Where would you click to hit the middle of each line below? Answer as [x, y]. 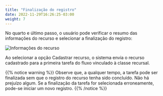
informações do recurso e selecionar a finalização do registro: [69, 38]
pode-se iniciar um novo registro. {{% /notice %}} [56, 89]
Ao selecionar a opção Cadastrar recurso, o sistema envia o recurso [75, 58]
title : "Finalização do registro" [41, 10]
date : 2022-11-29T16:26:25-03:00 [40, 14]
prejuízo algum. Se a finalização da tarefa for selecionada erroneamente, [80, 83]
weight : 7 [15, 19]
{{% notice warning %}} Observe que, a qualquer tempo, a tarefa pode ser [81, 73]
